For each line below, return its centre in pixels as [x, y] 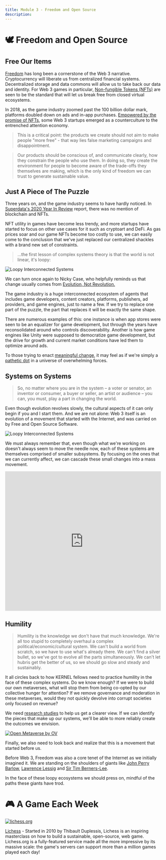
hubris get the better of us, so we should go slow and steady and [83, 662]
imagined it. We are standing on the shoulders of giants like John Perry [77, 763]
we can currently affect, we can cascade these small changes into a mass [80, 459]
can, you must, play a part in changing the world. [67, 399]
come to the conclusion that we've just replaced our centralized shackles [80, 240]
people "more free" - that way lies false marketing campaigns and [84, 140]
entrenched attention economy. [37, 125]
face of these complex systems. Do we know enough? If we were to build [80, 682]
